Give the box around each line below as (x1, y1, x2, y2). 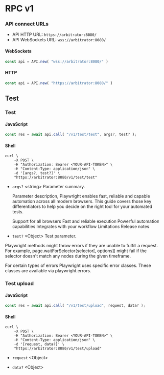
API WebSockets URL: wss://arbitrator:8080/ (12, 37, 106, 43)
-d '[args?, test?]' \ (14, 171, 60, 176)
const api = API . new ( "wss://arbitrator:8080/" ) (5, 59, 109, 64)
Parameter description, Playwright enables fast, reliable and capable (12, 193, 150, 199)
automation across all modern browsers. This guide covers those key (12, 199, 152, 204)
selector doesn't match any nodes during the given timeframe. (5, 253, 131, 259)
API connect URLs (5, 21, 49, 28)
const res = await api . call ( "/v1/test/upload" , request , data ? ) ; (5, 303, 146, 308)
